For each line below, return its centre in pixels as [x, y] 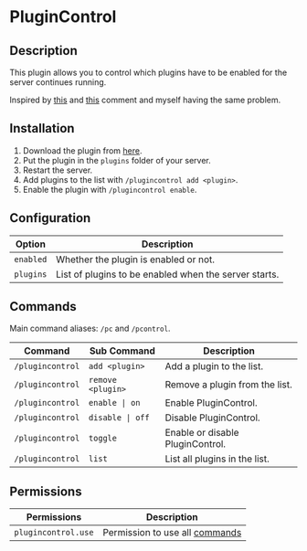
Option [30, 244]
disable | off [119, 418]
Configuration [50, 218]
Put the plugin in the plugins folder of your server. [117, 160]
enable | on [114, 403]
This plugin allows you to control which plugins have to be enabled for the [148, 72]
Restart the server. [58, 170]
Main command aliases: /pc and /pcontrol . [90, 328]
